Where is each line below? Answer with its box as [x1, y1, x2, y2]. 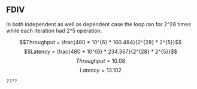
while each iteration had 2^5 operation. [6, 27, 102, 34]
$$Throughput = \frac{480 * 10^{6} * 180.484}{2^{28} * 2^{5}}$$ [19, 38, 182, 45]
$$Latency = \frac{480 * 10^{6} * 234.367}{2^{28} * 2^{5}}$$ [23, 48, 178, 55]
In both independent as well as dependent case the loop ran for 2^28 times [6, 20, 192, 27]
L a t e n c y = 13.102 [80, 66, 122, 73]
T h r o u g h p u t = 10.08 [75, 57, 126, 65]
